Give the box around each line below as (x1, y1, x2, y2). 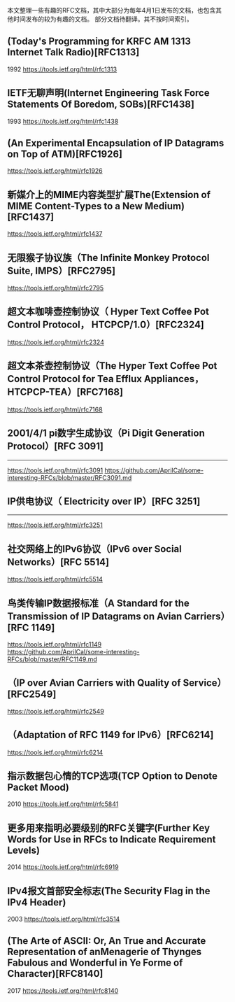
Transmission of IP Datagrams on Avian (7, 610, 183, 622)
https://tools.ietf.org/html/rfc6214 (7, 748, 104, 756)
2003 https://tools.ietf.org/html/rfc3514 (7, 915, 120, 923)
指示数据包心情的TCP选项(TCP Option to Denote (7, 770, 218, 782)
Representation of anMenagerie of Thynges (7, 946, 202, 958)
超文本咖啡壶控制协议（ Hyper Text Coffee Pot (7, 306, 210, 318)
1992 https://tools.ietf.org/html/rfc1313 (7, 65, 117, 73)
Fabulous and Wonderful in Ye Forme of (7, 957, 183, 969)
